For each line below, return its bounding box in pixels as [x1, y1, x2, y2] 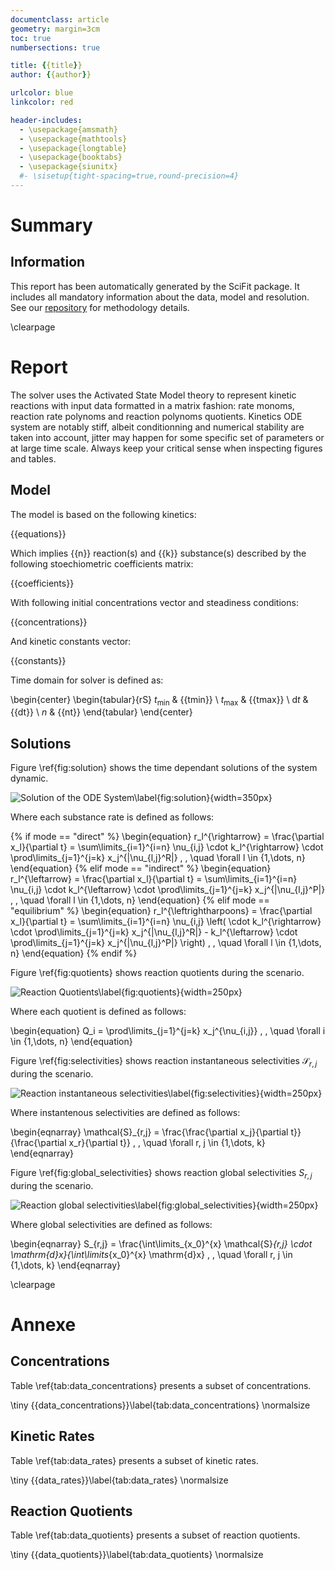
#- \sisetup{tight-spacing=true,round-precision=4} [19, 171, 240, 181]
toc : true [10, 33, 52, 43]
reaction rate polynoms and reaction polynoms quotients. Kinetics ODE [10, 410, 303, 422]
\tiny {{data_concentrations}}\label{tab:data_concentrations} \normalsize [10, 1399, 311, 1411]
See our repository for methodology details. [10, 301, 190, 313]
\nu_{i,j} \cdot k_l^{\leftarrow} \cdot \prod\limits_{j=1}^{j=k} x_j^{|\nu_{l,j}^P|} [10, 884, 326, 896]
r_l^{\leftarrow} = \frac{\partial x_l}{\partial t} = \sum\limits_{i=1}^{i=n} [10, 873, 298, 885]
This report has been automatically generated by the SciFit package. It [10, 280, 300, 292]
